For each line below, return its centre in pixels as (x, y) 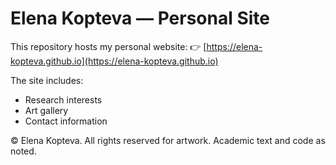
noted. (23, 151)
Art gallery (46, 110)
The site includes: (47, 80)
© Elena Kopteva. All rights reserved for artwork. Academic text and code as (168, 140)
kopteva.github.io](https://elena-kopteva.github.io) (114, 61)
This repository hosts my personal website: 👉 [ (108, 46)
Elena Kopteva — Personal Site (140, 18)
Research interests (63, 99)
